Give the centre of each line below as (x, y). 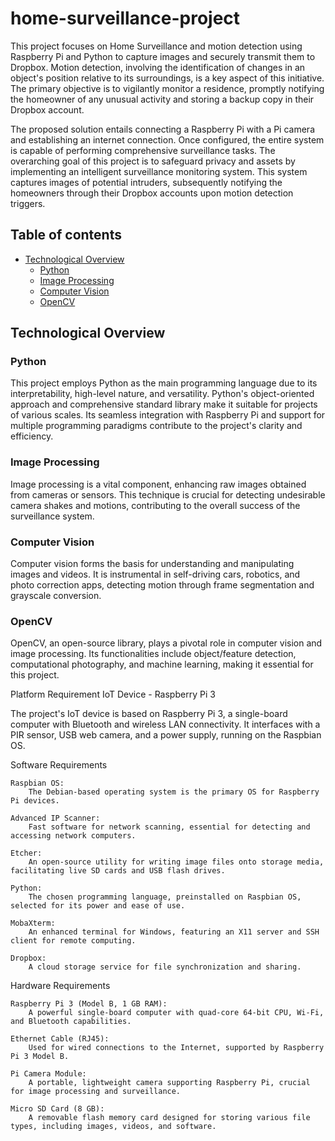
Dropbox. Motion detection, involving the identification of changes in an (158, 67)
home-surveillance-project (125, 18)
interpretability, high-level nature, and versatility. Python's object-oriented (162, 394)
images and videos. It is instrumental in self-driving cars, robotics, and (155, 574)
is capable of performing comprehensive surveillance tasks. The (143, 150)
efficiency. (32, 436)
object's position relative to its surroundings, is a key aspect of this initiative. (167, 78)
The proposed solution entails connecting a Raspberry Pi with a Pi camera (163, 129)
